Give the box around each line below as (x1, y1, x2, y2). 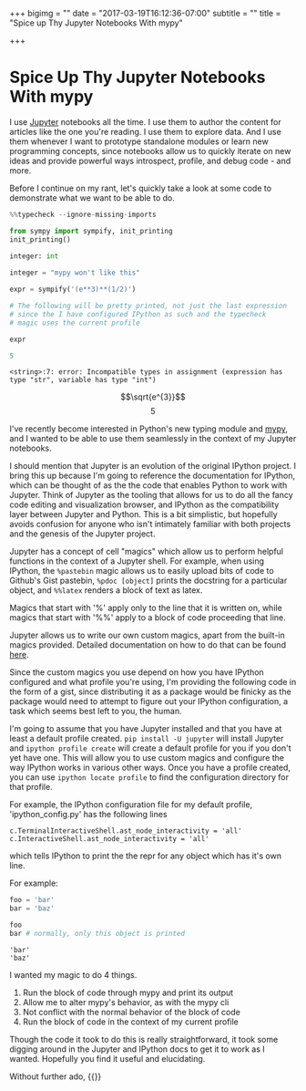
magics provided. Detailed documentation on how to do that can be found (9, 639, 287, 650)
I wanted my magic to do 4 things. (9, 969, 138, 980)
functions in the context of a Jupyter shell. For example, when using (9, 556, 265, 566)
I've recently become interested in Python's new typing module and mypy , (9, 423, 289, 434)
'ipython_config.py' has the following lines (9, 809, 168, 820)
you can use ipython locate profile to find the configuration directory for (9, 772, 290, 783)
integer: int (9, 251, 59, 261)
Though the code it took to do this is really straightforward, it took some (9, 1034, 279, 1044)
